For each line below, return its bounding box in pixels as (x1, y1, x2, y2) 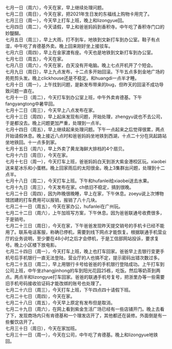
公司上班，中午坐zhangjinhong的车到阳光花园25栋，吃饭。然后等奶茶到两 (5, 267, 161, 274)
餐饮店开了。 (9, 319, 37, 325)
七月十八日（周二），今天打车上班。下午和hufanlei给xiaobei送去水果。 (5, 178, 152, 184)
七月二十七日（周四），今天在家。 (5, 293, 75, 299)
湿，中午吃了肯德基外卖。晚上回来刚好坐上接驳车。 (5, 43, 113, 49)
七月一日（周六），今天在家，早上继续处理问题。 (5, 5, 106, 10)
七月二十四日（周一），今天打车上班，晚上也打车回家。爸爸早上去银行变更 (5, 248, 160, 254)
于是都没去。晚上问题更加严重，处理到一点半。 (5, 120, 104, 126)
